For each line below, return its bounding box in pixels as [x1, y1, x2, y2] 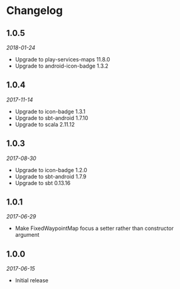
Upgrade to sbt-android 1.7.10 [15, 114, 88, 122]
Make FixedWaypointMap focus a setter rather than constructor [15, 225, 174, 232]
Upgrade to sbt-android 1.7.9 [15, 173, 87, 180]
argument [15, 231, 39, 239]
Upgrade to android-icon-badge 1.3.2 [15, 62, 109, 69]
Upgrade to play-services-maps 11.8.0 [15, 56, 110, 63]
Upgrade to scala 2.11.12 [15, 120, 75, 128]
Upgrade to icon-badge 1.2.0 [15, 166, 88, 173]
